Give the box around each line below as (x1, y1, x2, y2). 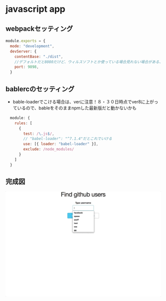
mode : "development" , (10, 44, 55, 49)
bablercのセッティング (5, 85, 75, 93)
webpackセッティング (5, 24, 73, 33)
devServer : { (10, 49, 37, 54)
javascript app (5, 3, 66, 15)
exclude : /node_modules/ (23, 147, 74, 152)
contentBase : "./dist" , (14, 54, 64, 59)
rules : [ (14, 120, 33, 126)
